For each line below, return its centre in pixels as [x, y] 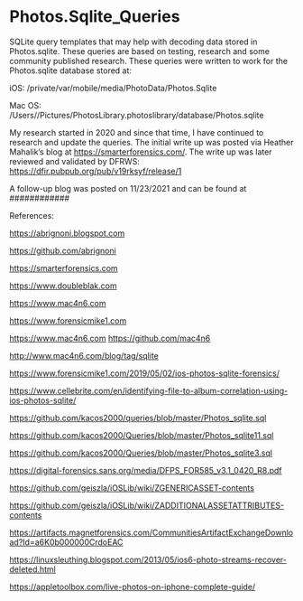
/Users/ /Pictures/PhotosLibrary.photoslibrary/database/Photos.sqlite [137, 115]
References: [32, 215]
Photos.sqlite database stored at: [71, 70]
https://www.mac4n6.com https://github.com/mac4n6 [110, 338]
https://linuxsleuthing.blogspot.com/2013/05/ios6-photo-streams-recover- [148, 559]
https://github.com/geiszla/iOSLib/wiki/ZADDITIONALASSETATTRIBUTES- [147, 505]
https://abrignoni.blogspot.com [67, 233]
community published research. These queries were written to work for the [149, 61]
